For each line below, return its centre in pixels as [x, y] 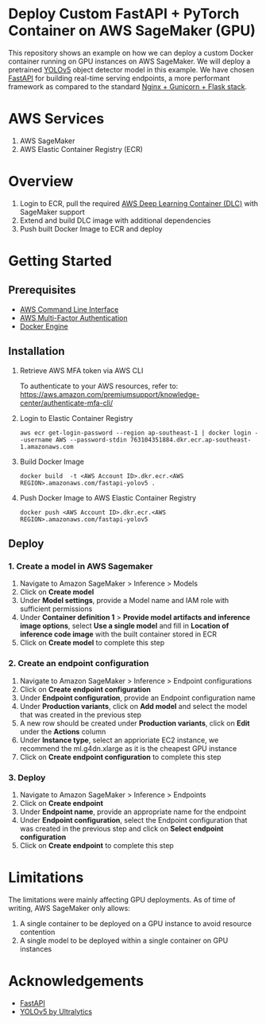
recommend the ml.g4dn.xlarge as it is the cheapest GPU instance [128, 748]
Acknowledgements [76, 981]
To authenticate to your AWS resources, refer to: [99, 386]
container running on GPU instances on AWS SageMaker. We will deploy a [129, 61]
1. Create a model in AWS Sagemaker [81, 566]
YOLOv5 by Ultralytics [56, 1011]
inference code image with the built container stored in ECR [118, 634]
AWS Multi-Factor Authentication [73, 317]
